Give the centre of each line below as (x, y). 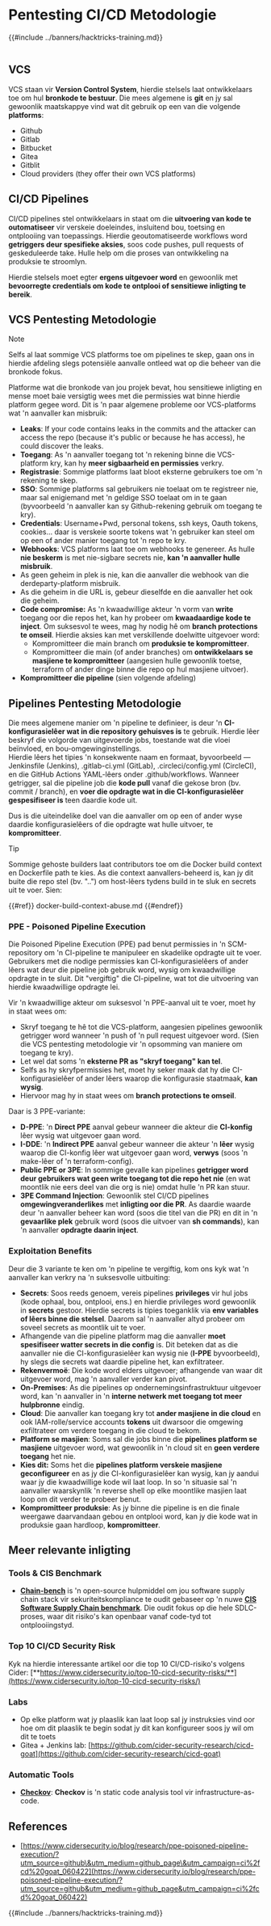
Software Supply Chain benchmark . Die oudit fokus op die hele (127, 1608)
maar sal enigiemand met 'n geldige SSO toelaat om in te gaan (123, 498)
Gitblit (30, 165)
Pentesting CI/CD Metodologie (113, 15)
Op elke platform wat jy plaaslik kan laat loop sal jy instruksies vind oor (138, 1720)
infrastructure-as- (225, 1793)
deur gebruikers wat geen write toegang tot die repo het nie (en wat (135, 1178)
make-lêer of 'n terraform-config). (77, 1161)
